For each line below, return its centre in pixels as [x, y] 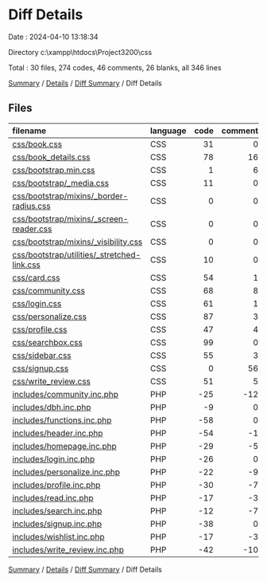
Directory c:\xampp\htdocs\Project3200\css [80, 52]
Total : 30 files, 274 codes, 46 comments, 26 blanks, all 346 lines [115, 67]
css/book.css [37, 144]
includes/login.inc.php [54, 458]
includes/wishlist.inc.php [58, 537]
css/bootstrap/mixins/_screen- [70, 218]
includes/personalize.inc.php [66, 472]
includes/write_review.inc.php [68, 549]
